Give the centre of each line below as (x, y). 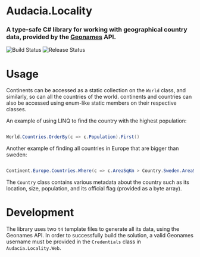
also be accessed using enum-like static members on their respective (91, 103)
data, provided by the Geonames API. (61, 37)
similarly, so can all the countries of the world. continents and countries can (99, 97)
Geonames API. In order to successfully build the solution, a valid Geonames (100, 236)
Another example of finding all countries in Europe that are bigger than (93, 148)
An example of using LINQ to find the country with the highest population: (96, 121)
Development (40, 213)
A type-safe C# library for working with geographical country (97, 30)
